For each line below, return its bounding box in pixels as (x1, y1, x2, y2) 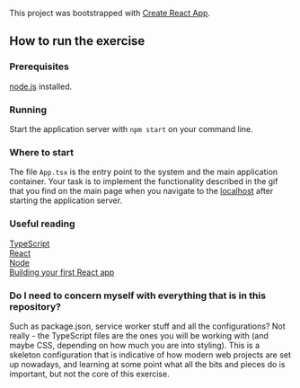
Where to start (9, 145, 75, 158)
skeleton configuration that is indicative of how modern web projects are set (9, 349, 292, 360)
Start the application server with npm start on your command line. (9, 123, 253, 134)
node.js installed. (9, 81, 73, 92)
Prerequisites (9, 60, 69, 73)
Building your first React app (9, 267, 115, 278)
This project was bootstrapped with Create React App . (9, 8, 211, 18)
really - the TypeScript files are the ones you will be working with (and (9, 330, 269, 340)
